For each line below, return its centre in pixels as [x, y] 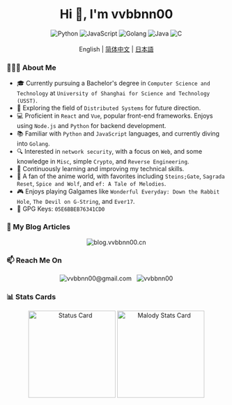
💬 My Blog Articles [38, 227]
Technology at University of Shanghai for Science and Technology [113, 93]
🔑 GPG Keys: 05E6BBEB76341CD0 [61, 209]
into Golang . [33, 144]
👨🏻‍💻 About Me [31, 67]
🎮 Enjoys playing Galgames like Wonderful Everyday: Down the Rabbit [118, 191]
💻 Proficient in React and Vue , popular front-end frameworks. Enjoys [115, 116]
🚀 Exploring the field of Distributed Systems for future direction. [109, 108]
